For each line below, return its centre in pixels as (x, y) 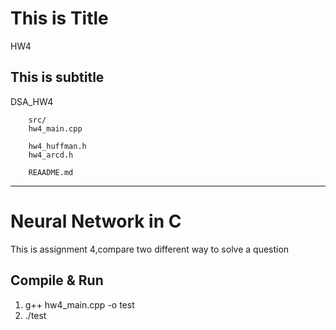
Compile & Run (57, 280)
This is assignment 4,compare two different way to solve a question (150, 249)
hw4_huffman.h (57, 146)
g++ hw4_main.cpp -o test (79, 304)
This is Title (59, 18)
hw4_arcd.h (51, 155)
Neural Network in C (96, 221)
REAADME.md (51, 172)
